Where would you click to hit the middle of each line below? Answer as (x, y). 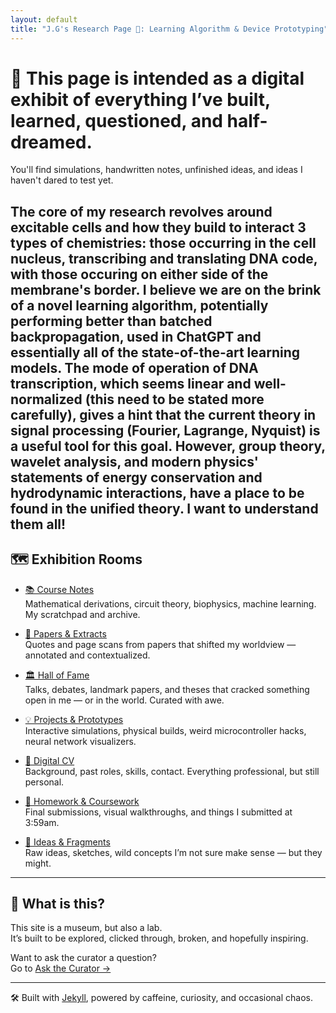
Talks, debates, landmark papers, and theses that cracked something (167, 689)
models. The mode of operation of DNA (134, 367)
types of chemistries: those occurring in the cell (163, 242)
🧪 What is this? (57, 904)
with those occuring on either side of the (139, 274)
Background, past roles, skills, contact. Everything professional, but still (172, 771)
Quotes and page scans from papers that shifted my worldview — (160, 644)
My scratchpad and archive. (82, 614)
